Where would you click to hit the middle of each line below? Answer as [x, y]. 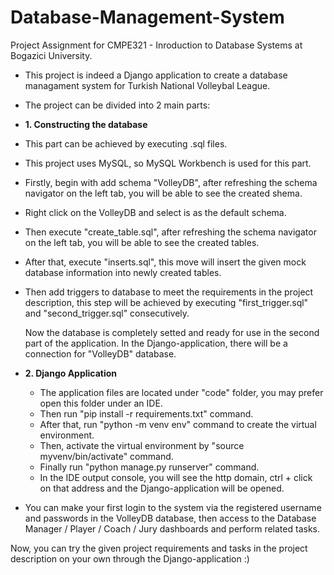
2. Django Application [71, 373]
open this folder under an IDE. [101, 403]
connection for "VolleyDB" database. [100, 353]
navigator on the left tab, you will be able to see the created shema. [163, 193]
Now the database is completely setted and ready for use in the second [172, 332]
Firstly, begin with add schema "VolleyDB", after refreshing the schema [171, 182]
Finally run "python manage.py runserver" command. [149, 467]
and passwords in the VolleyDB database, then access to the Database [170, 518]
